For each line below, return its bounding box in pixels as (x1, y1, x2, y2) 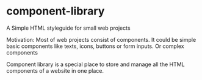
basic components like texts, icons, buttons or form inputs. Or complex (6, 42, 184, 50)
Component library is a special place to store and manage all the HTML (6, 61, 185, 68)
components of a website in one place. (6, 67, 104, 74)
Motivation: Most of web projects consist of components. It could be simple (6, 36, 197, 43)
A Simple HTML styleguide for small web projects (6, 24, 131, 32)
